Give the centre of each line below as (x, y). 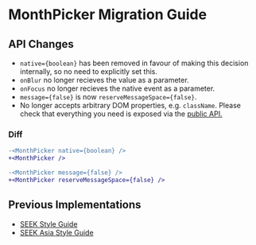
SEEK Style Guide (48, 224)
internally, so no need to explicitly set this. (88, 72)
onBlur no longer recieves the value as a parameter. (104, 80)
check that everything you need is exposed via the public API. (121, 114)
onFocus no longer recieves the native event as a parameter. (117, 88)
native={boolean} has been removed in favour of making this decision (134, 63)
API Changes (41, 44)
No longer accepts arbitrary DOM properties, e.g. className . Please (130, 105)
